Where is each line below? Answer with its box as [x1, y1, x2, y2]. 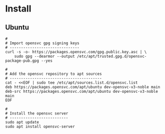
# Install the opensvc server [5, 111, 69, 116]
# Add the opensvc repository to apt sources [5, 71, 102, 76]
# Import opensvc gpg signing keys [5, 41, 80, 46]
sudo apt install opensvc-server [5, 124, 75, 129]
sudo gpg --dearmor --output [14, 54, 75, 59]
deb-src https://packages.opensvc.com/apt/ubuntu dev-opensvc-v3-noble [5, 89, 158, 94]
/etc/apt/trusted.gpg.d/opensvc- [77, 54, 147, 59]
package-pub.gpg [5, 58, 39, 63]
